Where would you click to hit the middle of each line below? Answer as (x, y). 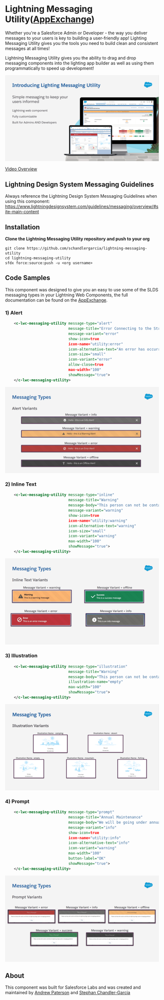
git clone (15, 248)
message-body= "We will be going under (108, 822)
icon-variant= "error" (90, 360)
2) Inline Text (21, 484)
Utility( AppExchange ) (50, 19)
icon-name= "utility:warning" (98, 521)
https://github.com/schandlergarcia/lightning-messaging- (87, 248)
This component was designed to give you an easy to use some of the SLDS (82, 289)
